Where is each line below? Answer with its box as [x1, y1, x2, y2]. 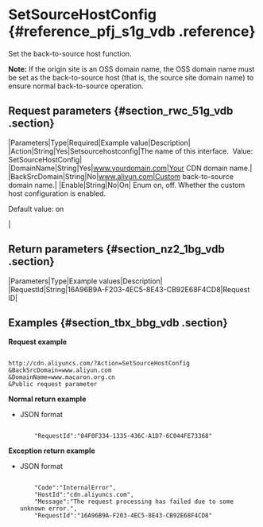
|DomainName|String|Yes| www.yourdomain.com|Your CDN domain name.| [8, 163, 253, 173]
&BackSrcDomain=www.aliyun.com [8, 366, 112, 375]
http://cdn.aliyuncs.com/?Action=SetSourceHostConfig [8, 360, 191, 368]
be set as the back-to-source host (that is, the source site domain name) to [8, 72, 254, 82]
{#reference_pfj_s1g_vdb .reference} [8, 22, 256, 41]
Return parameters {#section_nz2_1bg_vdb [8, 243, 225, 256]
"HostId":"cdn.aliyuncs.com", [34, 491, 134, 499]
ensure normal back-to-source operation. [8, 81, 145, 91]
